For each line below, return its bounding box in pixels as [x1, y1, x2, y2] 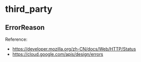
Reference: [5, 36, 28, 42]
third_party [5, 3, 53, 15]
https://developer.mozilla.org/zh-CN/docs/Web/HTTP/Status [12, 46, 136, 52]
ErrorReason [5, 23, 45, 32]
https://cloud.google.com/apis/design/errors [12, 51, 103, 57]
